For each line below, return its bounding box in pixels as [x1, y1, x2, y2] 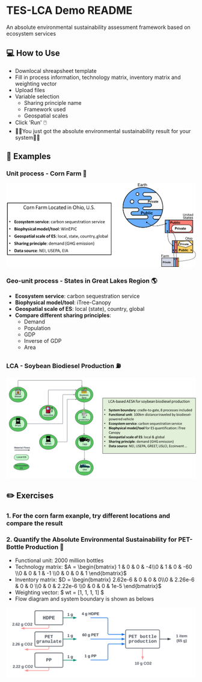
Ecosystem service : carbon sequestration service [14, 292, 140, 299]
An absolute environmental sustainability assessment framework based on [6, 23, 191, 31]
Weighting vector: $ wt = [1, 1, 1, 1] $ [14, 589, 104, 596]
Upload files [14, 86, 45, 93]
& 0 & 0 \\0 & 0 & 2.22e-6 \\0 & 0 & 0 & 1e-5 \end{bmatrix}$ [14, 582, 162, 589]
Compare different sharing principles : [14, 311, 111, 319]
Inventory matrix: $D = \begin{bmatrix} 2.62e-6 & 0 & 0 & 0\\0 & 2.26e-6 [14, 576, 195, 583]
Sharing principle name [23, 99, 82, 106]
